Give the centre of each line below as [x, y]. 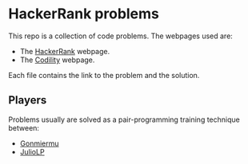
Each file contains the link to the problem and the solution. [104, 75]
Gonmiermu [39, 143]
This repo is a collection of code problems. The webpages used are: [121, 36]
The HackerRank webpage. [65, 51]
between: [24, 127]
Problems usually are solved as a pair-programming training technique [124, 119]
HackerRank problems [84, 14]
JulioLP [32, 151]
